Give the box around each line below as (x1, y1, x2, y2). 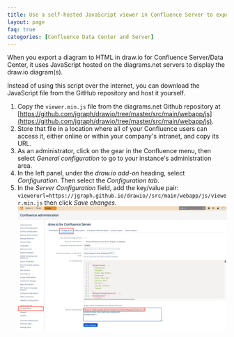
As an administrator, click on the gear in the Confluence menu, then (17, 147, 211, 155)
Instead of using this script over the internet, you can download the (7, 81, 200, 90)
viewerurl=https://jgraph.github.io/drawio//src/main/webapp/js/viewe (17, 192, 227, 200)
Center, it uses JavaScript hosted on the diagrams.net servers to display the (7, 61, 225, 69)
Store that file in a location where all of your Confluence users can (17, 125, 208, 133)
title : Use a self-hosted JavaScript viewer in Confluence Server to (7, 11, 214, 18)
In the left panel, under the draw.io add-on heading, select (17, 169, 185, 178)
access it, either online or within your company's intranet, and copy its (17, 132, 219, 141)
